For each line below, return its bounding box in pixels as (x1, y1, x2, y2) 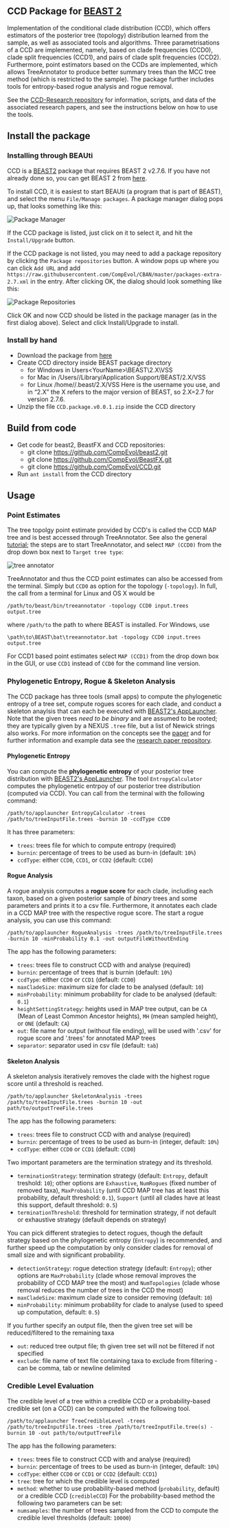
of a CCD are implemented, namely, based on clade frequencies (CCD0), (7, 45, 214, 54)
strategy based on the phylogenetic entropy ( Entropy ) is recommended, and (7, 1236, 222, 1244)
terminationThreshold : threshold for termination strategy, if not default (16, 1208, 217, 1217)
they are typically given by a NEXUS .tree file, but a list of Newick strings (7, 721, 215, 730)
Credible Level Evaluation (7, 1381, 94, 1391)
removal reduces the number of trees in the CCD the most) (16, 1286, 184, 1295)
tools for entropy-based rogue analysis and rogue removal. (7, 82, 174, 90)
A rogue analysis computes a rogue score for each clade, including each (7, 887, 214, 895)
